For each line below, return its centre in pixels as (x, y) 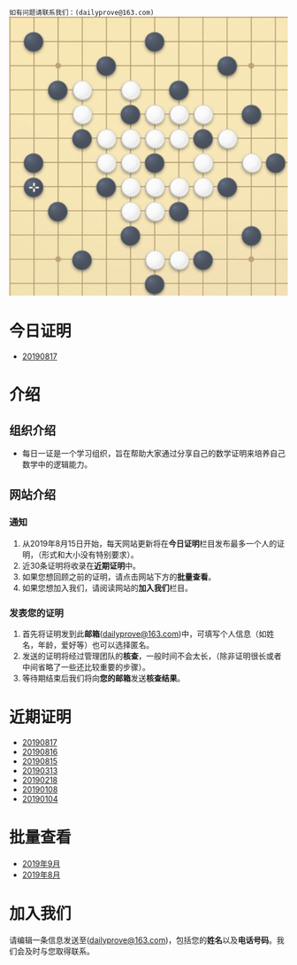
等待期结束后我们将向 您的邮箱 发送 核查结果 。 (103, 678)
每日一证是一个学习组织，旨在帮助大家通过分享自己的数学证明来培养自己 (153, 453)
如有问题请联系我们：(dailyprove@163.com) (82, 12)
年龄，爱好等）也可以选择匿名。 (96, 644)
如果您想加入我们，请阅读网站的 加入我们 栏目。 (107, 588)
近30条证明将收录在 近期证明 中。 (81, 565)
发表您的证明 (37, 612)
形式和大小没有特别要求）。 (90, 554)
